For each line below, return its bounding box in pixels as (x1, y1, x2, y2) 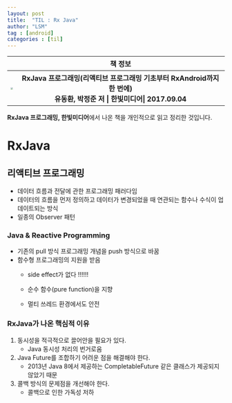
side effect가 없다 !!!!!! (27, 271, 89, 279)
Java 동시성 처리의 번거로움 (27, 344, 102, 353)
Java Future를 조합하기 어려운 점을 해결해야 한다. (17, 353, 151, 361)
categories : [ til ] (7, 36, 64, 43)
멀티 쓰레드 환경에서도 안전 (27, 300, 100, 308)
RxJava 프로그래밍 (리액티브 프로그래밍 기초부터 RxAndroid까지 (21, 73, 220, 83)
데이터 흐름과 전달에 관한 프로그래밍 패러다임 (17, 187, 138, 195)
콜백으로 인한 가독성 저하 (27, 388, 95, 396)
